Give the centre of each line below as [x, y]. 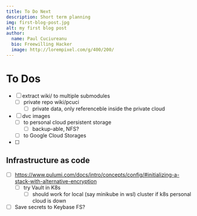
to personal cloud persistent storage [67, 122]
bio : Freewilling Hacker [42, 45]
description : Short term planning [49, 17]
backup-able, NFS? [56, 129]
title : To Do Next [29, 11]
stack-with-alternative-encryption [56, 181]
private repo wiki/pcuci [51, 102]
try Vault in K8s [42, 187]
